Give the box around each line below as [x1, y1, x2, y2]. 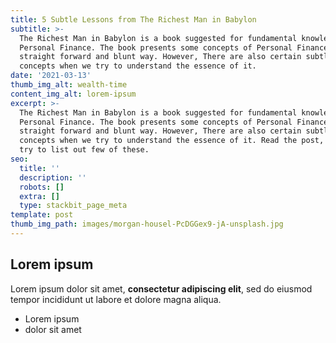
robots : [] [19, 182, 65, 192]
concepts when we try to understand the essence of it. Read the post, [19, 136, 325, 146]
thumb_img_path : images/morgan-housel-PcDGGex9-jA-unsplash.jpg [10, 219, 284, 230]
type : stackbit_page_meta [19, 201, 128, 211]
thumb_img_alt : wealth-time [10, 80, 128, 90]
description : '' [19, 172, 87, 183]
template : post [10, 210, 74, 220]
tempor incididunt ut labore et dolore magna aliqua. [10, 293, 222, 305]
